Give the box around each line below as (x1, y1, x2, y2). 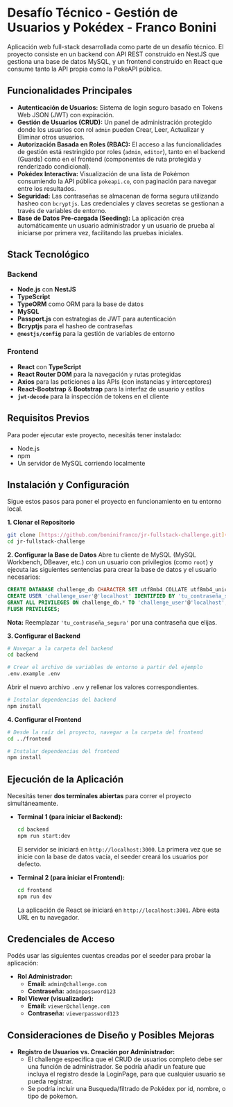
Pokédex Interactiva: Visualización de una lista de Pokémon (17, 169, 190, 178)
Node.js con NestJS (17, 285, 76, 294)
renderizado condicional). (17, 162, 92, 171)
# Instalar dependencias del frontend (7, 747, 119, 754)
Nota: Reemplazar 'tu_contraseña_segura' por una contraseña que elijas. (7, 618, 217, 626)
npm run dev (17, 893, 52, 900)
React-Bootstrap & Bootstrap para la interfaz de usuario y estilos (17, 385, 205, 393)
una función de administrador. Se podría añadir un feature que (27, 1063, 206, 1071)
